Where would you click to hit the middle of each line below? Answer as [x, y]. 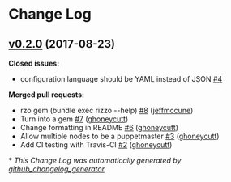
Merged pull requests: [47, 95]
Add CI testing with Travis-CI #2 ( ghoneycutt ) [96, 145]
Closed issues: [34, 63]
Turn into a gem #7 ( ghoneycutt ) [74, 119]
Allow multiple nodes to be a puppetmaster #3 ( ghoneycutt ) [120, 136]
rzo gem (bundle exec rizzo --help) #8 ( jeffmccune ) [107, 110]
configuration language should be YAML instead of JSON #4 [121, 79]
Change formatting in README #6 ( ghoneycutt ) [99, 127]
